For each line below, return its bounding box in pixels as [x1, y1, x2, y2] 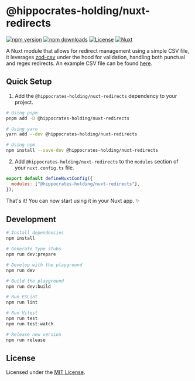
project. [14, 98, 33, 106]
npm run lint [6, 300, 38, 305]
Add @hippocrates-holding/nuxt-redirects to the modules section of [14, 158, 179, 165]
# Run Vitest [6, 310, 38, 316]
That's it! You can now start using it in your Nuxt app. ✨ [6, 197, 140, 204]
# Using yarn [6, 126, 38, 132]
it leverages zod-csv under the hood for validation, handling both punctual [6, 53, 186, 60]
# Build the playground [6, 278, 64, 284]
